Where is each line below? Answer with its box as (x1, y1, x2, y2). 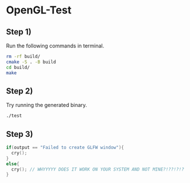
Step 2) (6, 86, 33, 96)
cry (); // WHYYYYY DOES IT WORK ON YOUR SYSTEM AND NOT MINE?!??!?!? (11, 166, 184, 172)
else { (6, 161, 19, 167)
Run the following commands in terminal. (6, 42, 105, 49)
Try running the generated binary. (6, 102, 88, 109)
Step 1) (6, 27, 32, 37)
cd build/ (6, 64, 30, 70)
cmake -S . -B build (6, 59, 57, 65)
